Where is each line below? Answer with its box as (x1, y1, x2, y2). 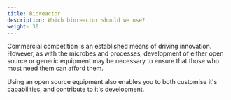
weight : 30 (7, 23, 39, 30)
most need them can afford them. (7, 64, 104, 73)
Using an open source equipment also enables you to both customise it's (7, 78, 218, 86)
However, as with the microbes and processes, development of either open (7, 49, 224, 58)
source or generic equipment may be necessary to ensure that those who (7, 57, 219, 65)
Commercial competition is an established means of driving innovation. (7, 42, 212, 51)
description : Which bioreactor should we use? (7, 17, 146, 24)
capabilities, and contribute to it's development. (7, 85, 145, 94)
